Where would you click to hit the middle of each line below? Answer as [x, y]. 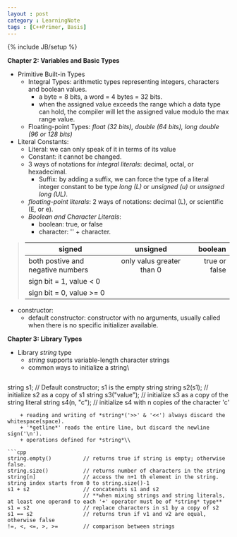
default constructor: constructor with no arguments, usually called [124, 318]
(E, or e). [41, 210]
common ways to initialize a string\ [78, 368]
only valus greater [151, 261]
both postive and [56, 261]
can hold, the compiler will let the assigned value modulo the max [134, 112]
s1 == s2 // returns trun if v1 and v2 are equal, [107, 514]
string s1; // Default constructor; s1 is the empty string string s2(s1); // [108, 387]
